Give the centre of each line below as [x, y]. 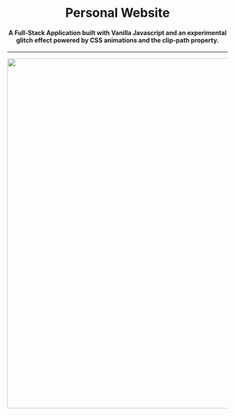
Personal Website [117, 13]
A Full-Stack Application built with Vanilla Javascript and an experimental [117, 32]
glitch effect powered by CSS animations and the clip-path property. [117, 40]
